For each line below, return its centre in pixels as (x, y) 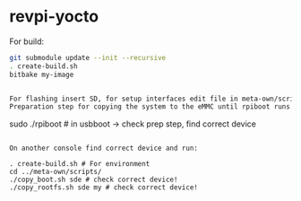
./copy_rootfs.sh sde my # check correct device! (104, 188)
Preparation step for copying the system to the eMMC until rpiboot (140, 107)
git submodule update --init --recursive (88, 57)
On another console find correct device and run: (104, 149)
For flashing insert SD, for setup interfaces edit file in (124, 99)
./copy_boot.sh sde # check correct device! (94, 180)
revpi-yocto (54, 17)
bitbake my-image (42, 74)
